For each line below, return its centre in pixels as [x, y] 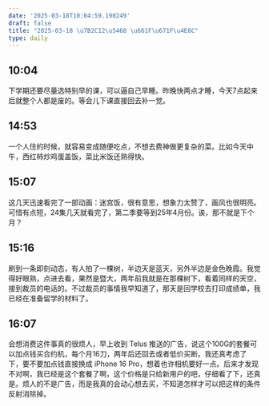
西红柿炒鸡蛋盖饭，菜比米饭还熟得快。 [85, 156]
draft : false [30, 23]
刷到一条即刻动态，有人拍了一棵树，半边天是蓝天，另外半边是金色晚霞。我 [131, 268]
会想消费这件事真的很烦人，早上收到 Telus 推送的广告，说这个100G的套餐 [129, 344]
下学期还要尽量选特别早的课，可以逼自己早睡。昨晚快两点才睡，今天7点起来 [133, 91]
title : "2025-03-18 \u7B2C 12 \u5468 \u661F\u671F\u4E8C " [103, 30]
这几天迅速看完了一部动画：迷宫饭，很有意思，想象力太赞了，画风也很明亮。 [134, 202]
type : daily [28, 38]
